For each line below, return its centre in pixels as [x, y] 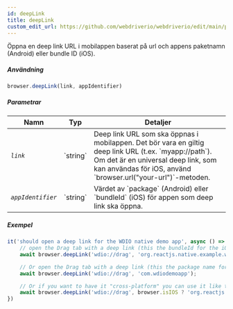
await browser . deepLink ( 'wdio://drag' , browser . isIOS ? [102, 292]
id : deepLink [26, 14]
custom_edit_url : [32, 26]
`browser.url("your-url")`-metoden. [152, 178]
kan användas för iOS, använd [143, 169]
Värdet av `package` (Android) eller [151, 189]
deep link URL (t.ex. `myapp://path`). [153, 151]
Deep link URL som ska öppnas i [146, 134]
